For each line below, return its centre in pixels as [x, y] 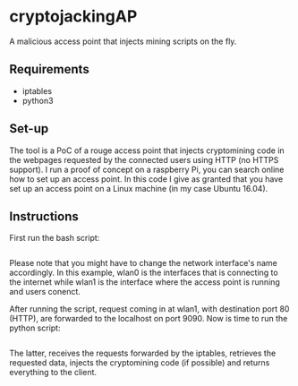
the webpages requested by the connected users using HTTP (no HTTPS [144, 159]
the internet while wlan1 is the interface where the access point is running [145, 282]
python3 [38, 100]
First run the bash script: [55, 238]
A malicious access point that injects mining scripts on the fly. [123, 41]
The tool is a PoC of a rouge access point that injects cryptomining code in [147, 150]
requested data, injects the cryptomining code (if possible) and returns [140, 363]
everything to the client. [53, 373]
